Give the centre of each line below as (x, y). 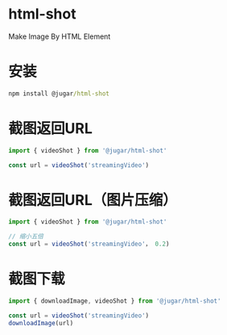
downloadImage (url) (41, 323)
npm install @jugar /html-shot (59, 94)
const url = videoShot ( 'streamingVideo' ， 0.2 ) (89, 244)
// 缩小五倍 (26, 237)
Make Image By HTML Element (60, 36)
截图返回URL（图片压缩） (93, 200)
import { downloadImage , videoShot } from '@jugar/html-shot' (115, 301)
